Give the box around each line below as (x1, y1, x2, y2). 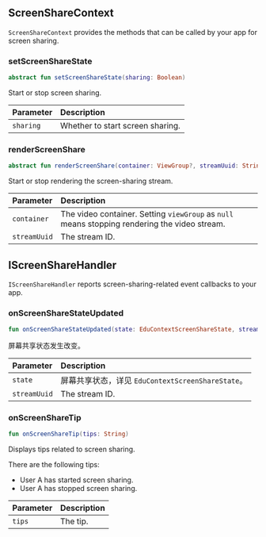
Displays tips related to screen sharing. (8, 444, 136, 455)
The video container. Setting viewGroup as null (60, 209, 234, 220)
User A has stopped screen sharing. (19, 484, 138, 493)
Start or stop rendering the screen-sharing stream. (8, 176, 173, 186)
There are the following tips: (8, 460, 101, 470)
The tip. (59, 516, 89, 527)
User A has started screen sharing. (19, 475, 134, 485)
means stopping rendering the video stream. (60, 218, 226, 229)
